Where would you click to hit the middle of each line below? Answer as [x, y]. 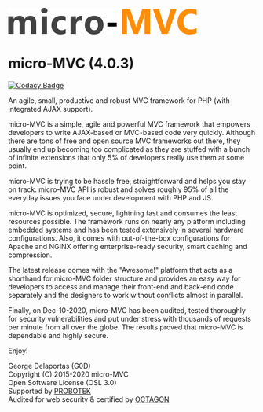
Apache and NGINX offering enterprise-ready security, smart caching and [128, 246]
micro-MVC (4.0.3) [71, 64]
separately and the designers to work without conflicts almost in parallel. [126, 295]
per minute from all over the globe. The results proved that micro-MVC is [126, 327]
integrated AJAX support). [51, 109]
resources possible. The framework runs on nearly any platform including [127, 221]
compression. [30, 255]
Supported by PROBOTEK [50, 391]
